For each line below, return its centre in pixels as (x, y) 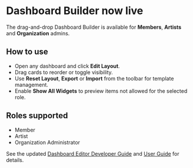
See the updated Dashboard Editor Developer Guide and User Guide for (93, 153)
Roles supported (37, 116)
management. (31, 85)
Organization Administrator (47, 142)
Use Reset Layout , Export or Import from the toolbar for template (94, 78)
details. (15, 160)
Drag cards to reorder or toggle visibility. (64, 72)
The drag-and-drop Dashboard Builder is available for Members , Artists (94, 27)
